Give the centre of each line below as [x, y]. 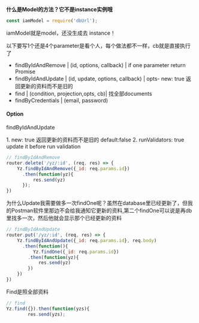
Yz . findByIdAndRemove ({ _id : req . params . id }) [73, 168]
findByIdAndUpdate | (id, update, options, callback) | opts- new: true [99, 79]
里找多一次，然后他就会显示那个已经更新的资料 [64, 218]
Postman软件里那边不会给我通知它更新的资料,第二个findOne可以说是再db [102, 211]
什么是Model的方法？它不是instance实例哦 [59, 9]
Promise [25, 71]
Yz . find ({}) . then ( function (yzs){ [48, 309]
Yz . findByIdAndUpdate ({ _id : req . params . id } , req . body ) [87, 240]
